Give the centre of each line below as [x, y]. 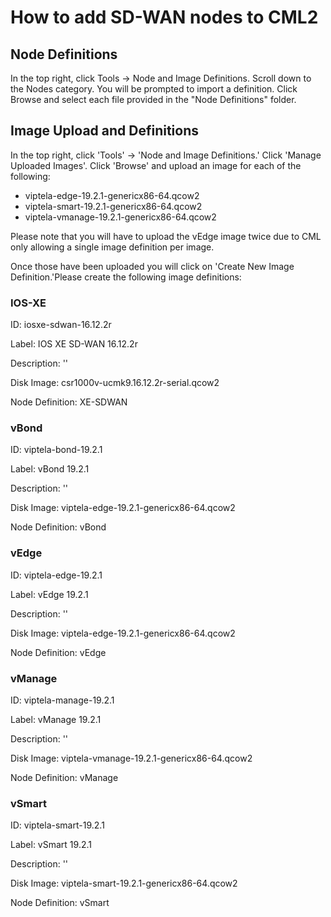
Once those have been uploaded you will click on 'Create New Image [152, 266]
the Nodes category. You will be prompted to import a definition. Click [154, 89]
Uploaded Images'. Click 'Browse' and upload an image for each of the [156, 165]
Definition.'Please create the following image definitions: [126, 277]
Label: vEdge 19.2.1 [49, 594]
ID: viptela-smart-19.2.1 [57, 825]
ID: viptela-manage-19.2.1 [62, 700]
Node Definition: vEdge [58, 652]
